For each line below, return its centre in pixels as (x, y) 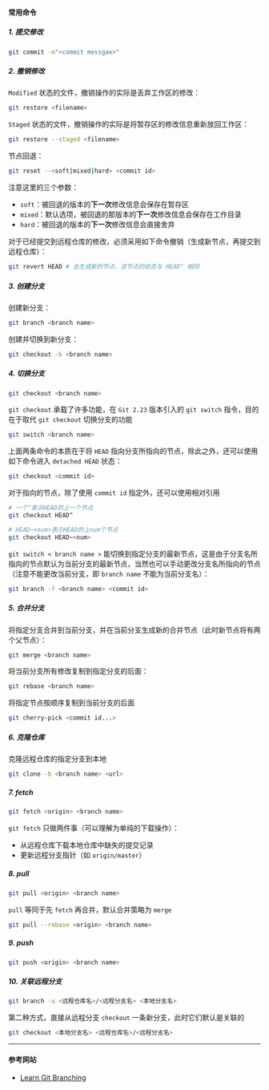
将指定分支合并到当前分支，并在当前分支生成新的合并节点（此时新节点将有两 (134, 630)
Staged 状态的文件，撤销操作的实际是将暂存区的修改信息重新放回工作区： (129, 124)
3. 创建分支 (27, 286)
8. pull (19, 873)
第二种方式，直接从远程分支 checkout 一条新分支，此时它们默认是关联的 (126, 1018)
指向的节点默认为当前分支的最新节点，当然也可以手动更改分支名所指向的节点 (134, 563)
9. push (21, 943)
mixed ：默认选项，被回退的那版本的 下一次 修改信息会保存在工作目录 (130, 215)
